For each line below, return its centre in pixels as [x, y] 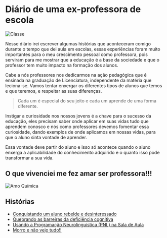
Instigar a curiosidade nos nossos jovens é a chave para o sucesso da [78, 116]
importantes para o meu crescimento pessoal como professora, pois [77, 54]
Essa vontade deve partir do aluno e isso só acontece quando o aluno [78, 147]
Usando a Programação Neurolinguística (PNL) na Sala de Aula [78, 224]
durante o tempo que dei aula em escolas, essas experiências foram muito [83, 49]
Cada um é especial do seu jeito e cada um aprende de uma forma [87, 101]
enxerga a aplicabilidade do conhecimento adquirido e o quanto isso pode [82, 152]
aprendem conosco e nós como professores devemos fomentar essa [77, 127]
